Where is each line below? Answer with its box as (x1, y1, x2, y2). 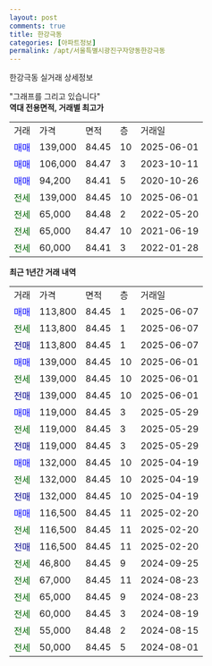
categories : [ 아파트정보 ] (9, 38, 97, 47)
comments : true (9, 21, 66, 30)
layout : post (9, 13, 58, 22)
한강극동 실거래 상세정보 (9, 73, 94, 83)
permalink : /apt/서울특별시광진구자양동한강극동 (9, 47, 165, 55)
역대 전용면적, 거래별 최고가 (9, 102, 105, 113)
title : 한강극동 (9, 30, 63, 38)
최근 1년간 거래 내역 (9, 267, 77, 277)
